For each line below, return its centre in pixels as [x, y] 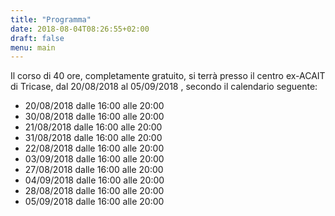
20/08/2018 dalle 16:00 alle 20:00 [94, 106]
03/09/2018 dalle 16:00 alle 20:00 [94, 159]
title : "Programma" [51, 19]
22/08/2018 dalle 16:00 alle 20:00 [94, 148]
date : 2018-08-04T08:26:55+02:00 [80, 29]
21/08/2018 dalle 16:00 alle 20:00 [93, 127]
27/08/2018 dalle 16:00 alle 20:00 [94, 170]
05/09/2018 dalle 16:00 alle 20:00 [94, 202]
